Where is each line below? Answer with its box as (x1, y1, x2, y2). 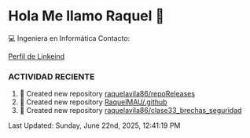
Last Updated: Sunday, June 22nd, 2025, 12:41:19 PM (8, 121, 181, 130)
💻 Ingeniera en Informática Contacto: (8, 33, 131, 42)
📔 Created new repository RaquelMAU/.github (19, 97, 167, 107)
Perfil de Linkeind (8, 51, 65, 61)
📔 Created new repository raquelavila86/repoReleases (19, 89, 195, 99)
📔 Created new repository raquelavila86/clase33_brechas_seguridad (19, 106, 242, 115)
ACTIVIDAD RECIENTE (8, 71, 95, 82)
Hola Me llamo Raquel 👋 (8, 7, 165, 25)
